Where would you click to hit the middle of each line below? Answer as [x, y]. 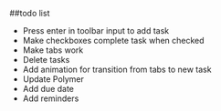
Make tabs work [53, 50]
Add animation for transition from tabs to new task [117, 69]
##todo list [30, 13]
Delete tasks [46, 60]
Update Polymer [53, 79]
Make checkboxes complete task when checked [113, 40]
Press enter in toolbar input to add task [96, 30]
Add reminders [51, 98]
